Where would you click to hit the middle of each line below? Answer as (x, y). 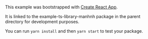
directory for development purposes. (42, 22)
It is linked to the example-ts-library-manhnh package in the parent (73, 16)
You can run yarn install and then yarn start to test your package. (74, 31)
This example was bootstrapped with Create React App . (62, 7)
